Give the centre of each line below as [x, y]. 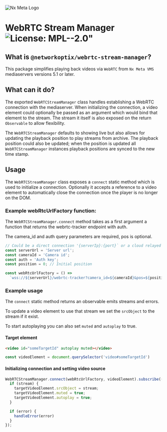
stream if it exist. [22, 317]
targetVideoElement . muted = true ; [50, 393]
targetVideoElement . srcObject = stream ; [56, 389]
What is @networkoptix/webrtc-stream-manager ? [78, 57]
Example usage [24, 291]
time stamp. [17, 154]
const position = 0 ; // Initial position [49, 264]
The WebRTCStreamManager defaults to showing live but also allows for [75, 133]
